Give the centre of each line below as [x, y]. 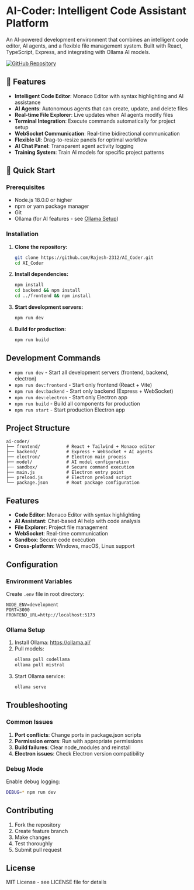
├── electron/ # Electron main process [66, 457]
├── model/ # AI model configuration [68, 462]
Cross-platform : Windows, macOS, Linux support [75, 546]
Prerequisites [25, 187]
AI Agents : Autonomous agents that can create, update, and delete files [101, 108]
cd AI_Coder [29, 263]
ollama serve [30, 687]
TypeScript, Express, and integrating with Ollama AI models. [78, 52]
